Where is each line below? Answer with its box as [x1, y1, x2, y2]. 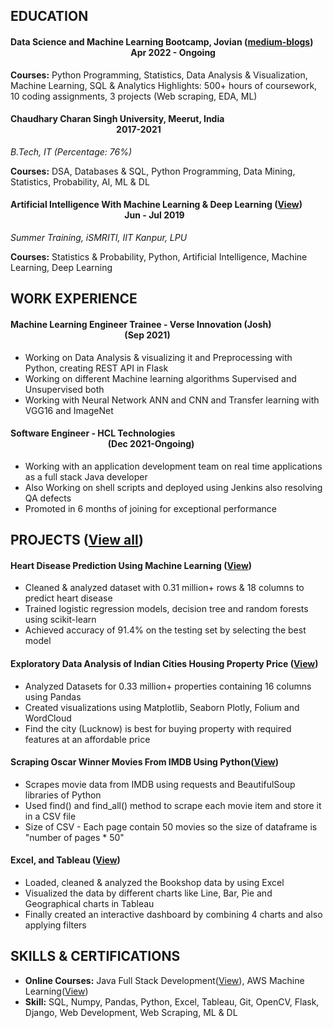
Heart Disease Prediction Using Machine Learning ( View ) [10, 559, 253, 571]
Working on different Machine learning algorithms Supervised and [24, 372, 297, 384]
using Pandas [24, 690, 82, 703]
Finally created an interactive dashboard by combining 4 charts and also [24, 909, 323, 920]
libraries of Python [24, 789, 102, 801]
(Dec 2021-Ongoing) [107, 438, 195, 450]
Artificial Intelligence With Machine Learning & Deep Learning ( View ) [10, 199, 303, 211]
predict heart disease [24, 592, 113, 604]
